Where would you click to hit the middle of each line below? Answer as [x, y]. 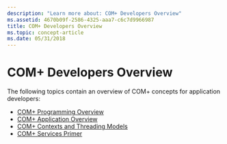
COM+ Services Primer [50, 134]
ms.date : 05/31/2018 [37, 39]
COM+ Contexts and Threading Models [72, 126]
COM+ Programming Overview [60, 112]
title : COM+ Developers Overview [55, 26]
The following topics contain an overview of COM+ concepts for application [114, 91]
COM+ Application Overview [57, 119]
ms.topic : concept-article [45, 32]
